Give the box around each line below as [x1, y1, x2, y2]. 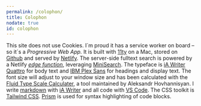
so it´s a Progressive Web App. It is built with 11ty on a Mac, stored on [6, 49, 178, 56]
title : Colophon [6, 14, 47, 20]
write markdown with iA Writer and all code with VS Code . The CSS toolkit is [6, 86, 195, 93]
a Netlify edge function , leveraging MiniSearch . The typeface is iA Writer [6, 61, 186, 68]
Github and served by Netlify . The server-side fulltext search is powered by [6, 54, 193, 62]
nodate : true [6, 20, 39, 26]
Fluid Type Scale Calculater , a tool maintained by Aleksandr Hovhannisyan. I [6, 80, 194, 87]
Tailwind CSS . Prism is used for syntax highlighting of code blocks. [6, 93, 172, 100]
